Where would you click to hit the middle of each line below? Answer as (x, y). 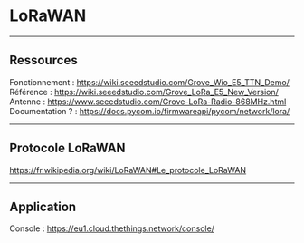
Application (43, 206)
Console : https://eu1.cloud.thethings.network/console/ (112, 228)
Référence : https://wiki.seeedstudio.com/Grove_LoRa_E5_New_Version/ (144, 92)
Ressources (44, 60)
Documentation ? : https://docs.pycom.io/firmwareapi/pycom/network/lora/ (150, 111)
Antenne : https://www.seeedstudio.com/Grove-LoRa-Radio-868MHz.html (148, 102)
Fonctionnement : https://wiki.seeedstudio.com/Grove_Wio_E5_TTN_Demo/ (149, 82)
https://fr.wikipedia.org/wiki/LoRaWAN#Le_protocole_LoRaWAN (128, 170)
